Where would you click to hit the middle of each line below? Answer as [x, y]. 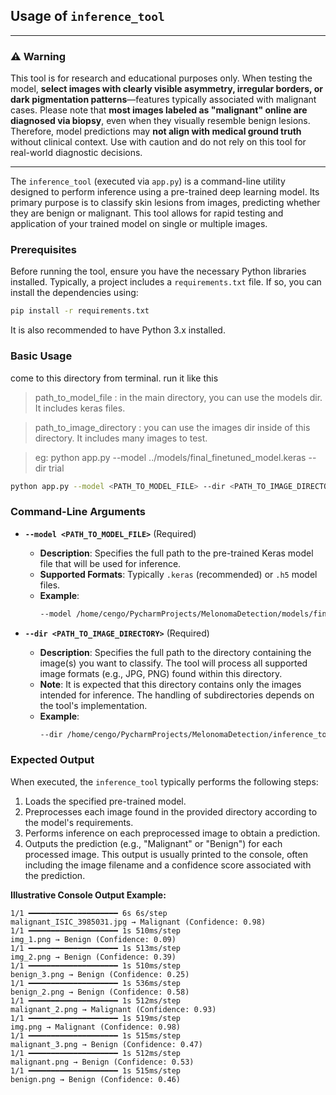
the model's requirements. [79, 822]
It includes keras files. [80, 408]
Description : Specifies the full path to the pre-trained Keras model [176, 553]
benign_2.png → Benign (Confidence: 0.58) [100, 992]
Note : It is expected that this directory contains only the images [170, 684]
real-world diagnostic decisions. [76, 153]
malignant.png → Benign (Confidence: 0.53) [102, 1062]
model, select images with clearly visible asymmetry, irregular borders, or [166, 89]
